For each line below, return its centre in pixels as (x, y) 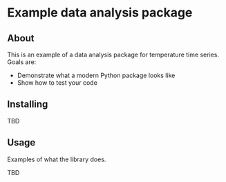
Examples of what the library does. (57, 159)
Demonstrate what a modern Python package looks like (96, 75)
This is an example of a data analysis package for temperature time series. (113, 54)
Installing (28, 104)
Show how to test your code (57, 83)
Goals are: (22, 62)
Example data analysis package (100, 13)
